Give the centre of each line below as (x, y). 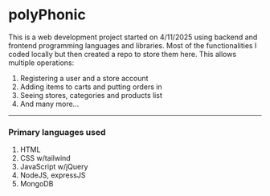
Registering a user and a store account (84, 78)
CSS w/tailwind (45, 158)
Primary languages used (57, 132)
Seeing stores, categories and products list (91, 95)
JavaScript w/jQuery (54, 167)
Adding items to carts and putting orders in (91, 87)
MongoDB (37, 184)
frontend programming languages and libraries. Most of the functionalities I (133, 45)
